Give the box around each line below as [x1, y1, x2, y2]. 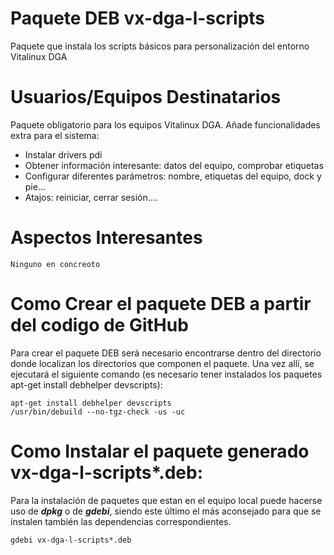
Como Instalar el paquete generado [10, 440, 310, 462]
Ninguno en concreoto [10, 259, 101, 269]
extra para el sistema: [10, 129, 100, 141]
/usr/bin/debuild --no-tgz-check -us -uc [10, 407, 186, 417]
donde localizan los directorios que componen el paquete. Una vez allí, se [10, 357, 315, 369]
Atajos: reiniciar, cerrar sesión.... [24, 191, 158, 203]
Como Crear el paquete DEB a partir [10, 293, 312, 315]
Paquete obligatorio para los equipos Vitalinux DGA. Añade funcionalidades [10, 118, 321, 131]
